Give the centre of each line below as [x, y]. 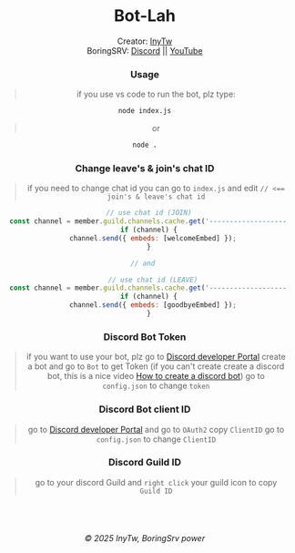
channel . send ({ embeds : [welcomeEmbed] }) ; [153, 238]
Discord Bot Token [145, 336]
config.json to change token [156, 386]
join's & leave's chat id [156, 197]
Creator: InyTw [145, 41]
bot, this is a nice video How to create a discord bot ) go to [156, 376]
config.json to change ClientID [156, 439]
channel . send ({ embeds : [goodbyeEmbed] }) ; [153, 305]
